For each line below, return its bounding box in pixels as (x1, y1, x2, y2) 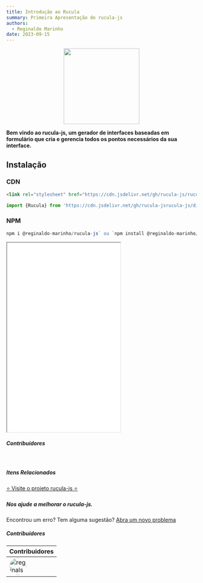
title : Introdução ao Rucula (6, 8, 80, 15)
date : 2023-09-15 (6, 32, 50, 38)
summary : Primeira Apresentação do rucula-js (6, 15, 123, 21)
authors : (6, 20, 28, 26)
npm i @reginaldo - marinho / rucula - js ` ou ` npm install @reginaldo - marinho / (6, 230, 199, 236)
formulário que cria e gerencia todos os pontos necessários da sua (6, 136, 178, 143)
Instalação (6, 159, 47, 170)
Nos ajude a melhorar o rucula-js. (6, 501, 93, 508)
